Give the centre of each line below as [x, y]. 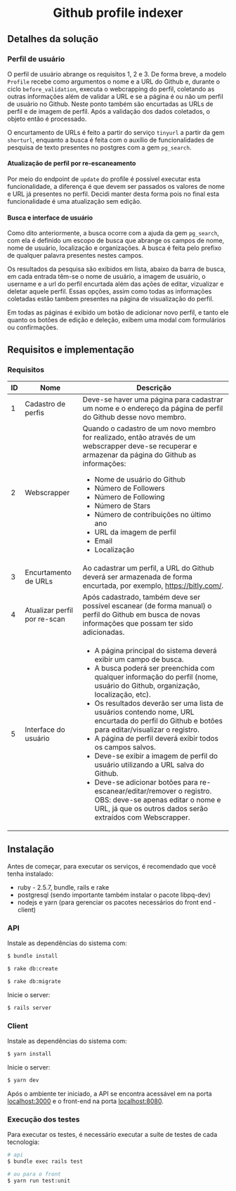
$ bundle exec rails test [45, 1161]
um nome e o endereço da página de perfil [153, 408]
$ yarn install [29, 1054]
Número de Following [130, 496]
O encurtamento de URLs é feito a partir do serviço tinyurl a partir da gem [116, 132]
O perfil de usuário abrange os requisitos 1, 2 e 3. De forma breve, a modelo [117, 74]
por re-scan [45, 619]
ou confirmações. [33, 327]
